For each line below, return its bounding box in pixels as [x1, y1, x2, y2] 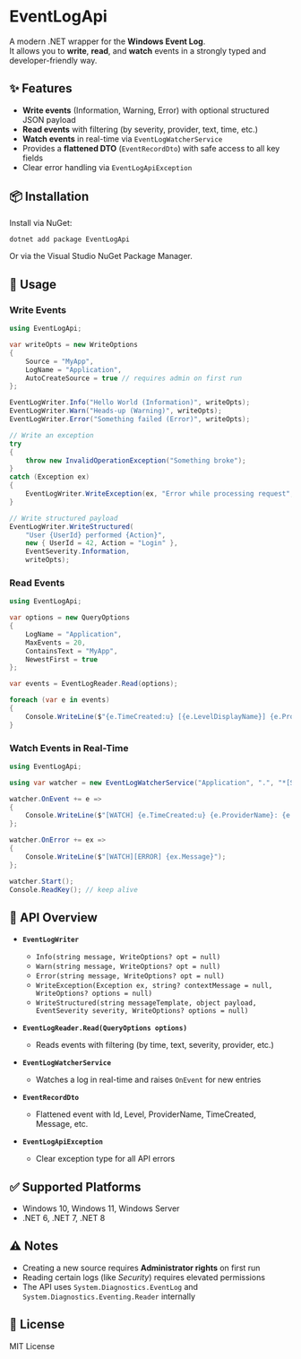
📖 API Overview [9, 910, 99, 925]
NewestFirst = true [25, 654, 99, 664]
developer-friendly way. [9, 55, 98, 65]
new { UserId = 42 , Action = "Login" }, [25, 539, 178, 548]
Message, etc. [35, 1119, 89, 1130]
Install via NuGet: [9, 217, 73, 228]
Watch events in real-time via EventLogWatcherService [21, 133, 223, 144]
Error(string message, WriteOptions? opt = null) [35, 972, 226, 981]
